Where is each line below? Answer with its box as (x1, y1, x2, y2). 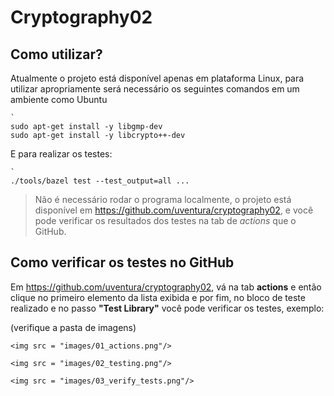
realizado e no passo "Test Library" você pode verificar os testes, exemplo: (10, 302, 325, 314)
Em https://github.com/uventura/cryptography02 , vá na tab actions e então (10, 281, 322, 293)
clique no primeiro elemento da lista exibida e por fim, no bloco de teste (10, 291, 306, 303)
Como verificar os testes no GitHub (10, 254, 235, 271)
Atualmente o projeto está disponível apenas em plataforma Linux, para (10, 72, 305, 84)
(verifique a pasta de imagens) (10, 321, 137, 333)
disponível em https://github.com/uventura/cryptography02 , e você (34, 204, 314, 216)
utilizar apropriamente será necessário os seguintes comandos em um (10, 83, 300, 95)
